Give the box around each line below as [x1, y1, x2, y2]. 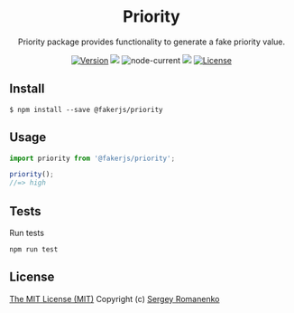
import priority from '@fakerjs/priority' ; [9, 154, 176, 163]
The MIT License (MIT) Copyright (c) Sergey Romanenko [9, 293, 220, 304]
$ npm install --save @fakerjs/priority [9, 105, 164, 114]
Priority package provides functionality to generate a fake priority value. [17, 36, 286, 47]
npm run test [9, 245, 59, 254]
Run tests [9, 228, 45, 238]
